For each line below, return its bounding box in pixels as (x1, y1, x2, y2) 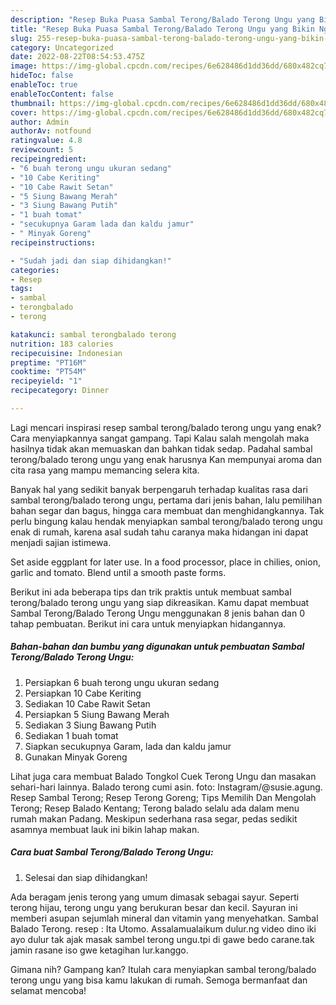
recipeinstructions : (10, 237, 97, 248)
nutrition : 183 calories (10, 339, 114, 349)
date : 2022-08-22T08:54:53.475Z (10, 52, 145, 62)
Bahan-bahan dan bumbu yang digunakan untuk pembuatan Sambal (10, 641, 305, 653)
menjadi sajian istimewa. (10, 536, 112, 548)
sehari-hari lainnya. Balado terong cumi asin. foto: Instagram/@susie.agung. (10, 781, 323, 793)
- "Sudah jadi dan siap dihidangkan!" (10, 256, 172, 266)
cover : (10, 107, 38, 118)
